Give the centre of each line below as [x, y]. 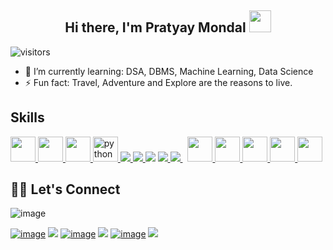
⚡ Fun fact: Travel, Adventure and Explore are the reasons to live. [158, 82]
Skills [27, 117]
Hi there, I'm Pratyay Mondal [155, 27]
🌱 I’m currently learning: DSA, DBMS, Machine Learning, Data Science [169, 71]
